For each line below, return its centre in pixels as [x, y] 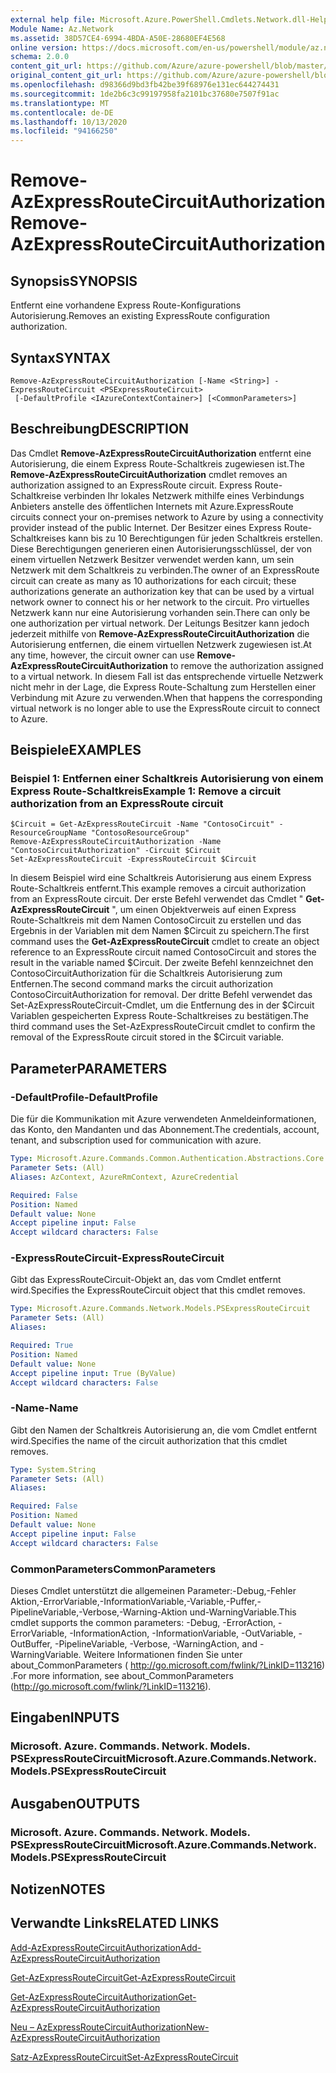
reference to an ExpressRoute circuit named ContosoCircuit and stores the [163, 952]
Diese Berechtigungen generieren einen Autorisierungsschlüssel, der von [161, 548]
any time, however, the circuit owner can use [102, 655]
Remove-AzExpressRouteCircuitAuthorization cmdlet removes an [149, 474]
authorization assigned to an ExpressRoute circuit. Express [131, 485]
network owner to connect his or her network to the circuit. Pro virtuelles [160, 602]
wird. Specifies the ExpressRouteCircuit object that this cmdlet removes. [158, 1290]
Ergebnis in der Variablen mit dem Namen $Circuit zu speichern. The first [160, 931]
